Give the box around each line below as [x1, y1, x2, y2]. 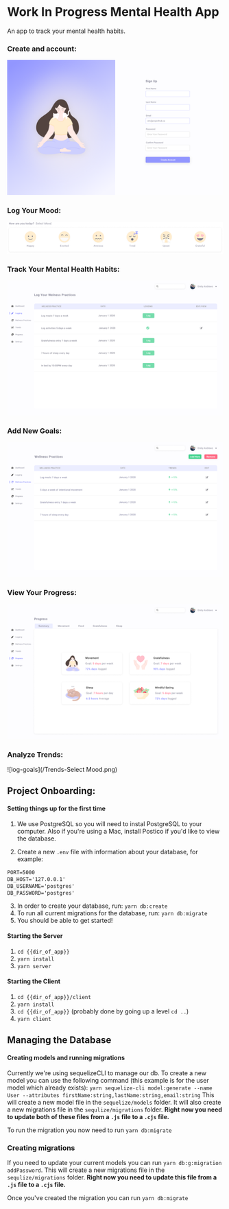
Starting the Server [7, 932, 63, 940]
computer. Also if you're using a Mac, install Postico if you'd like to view [16, 827, 220, 835]
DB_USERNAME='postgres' [7, 882, 75, 889]
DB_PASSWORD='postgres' [7, 889, 75, 896]
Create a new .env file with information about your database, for [16, 847, 199, 856]
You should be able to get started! [16, 916, 113, 924]
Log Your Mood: [7, 206, 62, 215]
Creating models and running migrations [7, 1054, 125, 1062]
